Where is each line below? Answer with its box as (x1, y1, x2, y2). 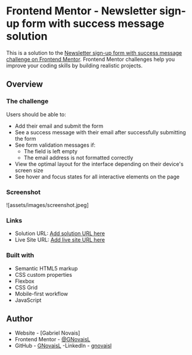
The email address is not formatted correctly (23, 154, 134, 161)
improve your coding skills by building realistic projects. (6, 61, 143, 69)
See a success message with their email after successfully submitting (14, 128, 186, 135)
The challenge (6, 97, 49, 106)
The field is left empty (23, 147, 78, 155)
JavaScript (14, 297, 42, 304)
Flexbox (14, 277, 35, 285)
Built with (6, 251, 35, 260)
